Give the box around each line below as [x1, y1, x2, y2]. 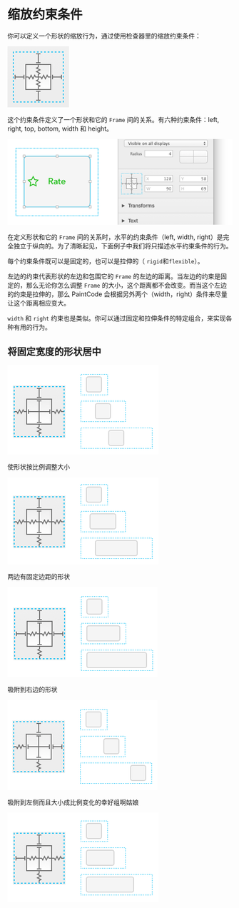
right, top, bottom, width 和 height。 [7, 124, 113, 133]
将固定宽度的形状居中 [7, 345, 101, 358]
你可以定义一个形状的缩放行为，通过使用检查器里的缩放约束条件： [7, 31, 201, 40]
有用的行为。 [13, 323, 51, 331]
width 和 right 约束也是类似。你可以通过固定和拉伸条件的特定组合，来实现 [7, 313, 226, 322]
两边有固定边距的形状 [7, 572, 70, 581]
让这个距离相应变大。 [7, 298, 70, 307]
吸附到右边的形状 [7, 685, 58, 694]
